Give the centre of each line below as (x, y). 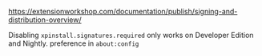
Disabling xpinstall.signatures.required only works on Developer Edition (131, 35)
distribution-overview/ (45, 20)
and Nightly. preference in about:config (74, 43)
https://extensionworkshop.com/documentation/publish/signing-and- (123, 11)
